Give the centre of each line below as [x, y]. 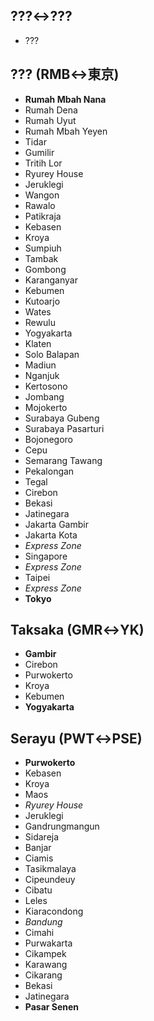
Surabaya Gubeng [62, 418]
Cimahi [39, 933]
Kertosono [46, 386]
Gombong [45, 269]
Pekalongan [49, 471]
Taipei [37, 577]
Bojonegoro [48, 439]
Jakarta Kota [51, 535]
